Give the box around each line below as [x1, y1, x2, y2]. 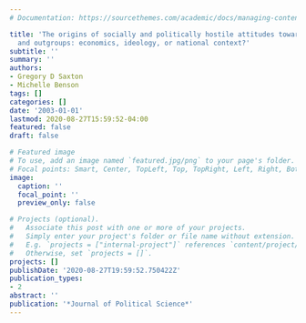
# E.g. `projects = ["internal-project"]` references [9, 240, 226, 249]
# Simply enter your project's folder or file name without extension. [9, 232, 296, 241]
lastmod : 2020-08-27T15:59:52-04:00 [9, 115, 148, 124]
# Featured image [9, 147, 76, 157]
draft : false [9, 131, 59, 141]
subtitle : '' [9, 46, 59, 56]
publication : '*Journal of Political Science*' [9, 299, 194, 308]
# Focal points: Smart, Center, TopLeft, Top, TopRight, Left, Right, [9, 165, 283, 174]
